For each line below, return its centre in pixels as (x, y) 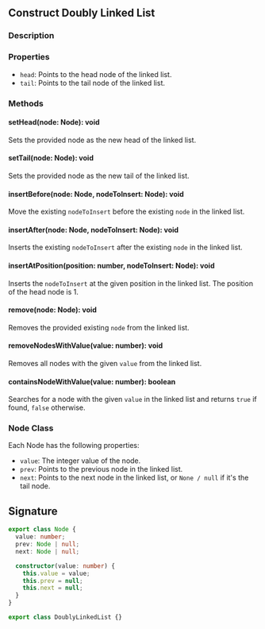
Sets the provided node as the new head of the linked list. (102, 140)
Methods (26, 103)
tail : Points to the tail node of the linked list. (92, 83)
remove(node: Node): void (53, 310)
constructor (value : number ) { (65, 566)
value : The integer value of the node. (80, 461)
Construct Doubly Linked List (82, 13)
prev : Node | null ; (48, 544)
